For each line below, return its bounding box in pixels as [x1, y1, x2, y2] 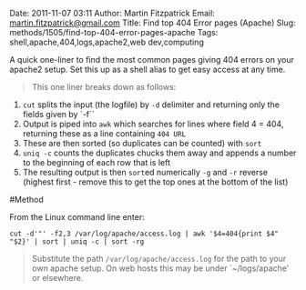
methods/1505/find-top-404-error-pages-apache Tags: [9, 27, 219, 37]
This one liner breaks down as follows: [31, 82, 177, 92]
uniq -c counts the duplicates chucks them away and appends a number [22, 147, 297, 158]
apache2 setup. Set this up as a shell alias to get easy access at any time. [9, 64, 286, 75]
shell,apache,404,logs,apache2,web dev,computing [9, 36, 205, 47]
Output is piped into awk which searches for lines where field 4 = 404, [22, 118, 284, 129]
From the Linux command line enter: [9, 212, 145, 222]
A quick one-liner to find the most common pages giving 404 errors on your [9, 55, 294, 65]
